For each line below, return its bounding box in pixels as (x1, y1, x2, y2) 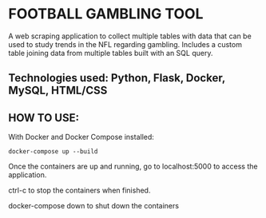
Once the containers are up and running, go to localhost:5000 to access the (8, 161, 258, 172)
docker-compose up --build (8, 148, 98, 156)
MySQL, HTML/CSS (8, 84, 108, 97)
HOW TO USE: (8, 111, 80, 125)
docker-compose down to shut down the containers (8, 201, 180, 211)
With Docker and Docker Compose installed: (8, 133, 154, 142)
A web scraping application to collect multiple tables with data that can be (8, 31, 252, 41)
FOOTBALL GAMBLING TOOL (8, 5, 204, 23)
